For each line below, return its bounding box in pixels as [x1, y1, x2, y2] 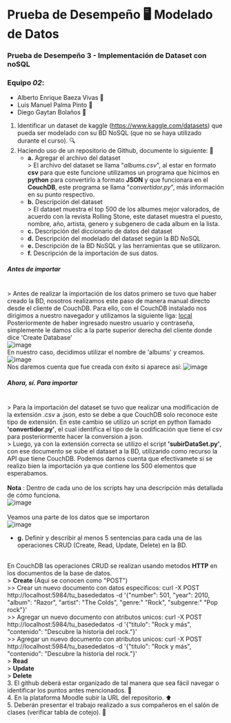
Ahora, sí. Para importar [7, 378, 78, 387]
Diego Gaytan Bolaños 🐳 [17, 108, 87, 116]
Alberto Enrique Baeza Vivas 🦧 [17, 94, 105, 102]
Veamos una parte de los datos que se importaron [7, 513, 150, 522]
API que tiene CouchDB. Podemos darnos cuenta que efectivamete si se [7, 454, 213, 463]
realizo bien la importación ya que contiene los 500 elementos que [7, 462, 197, 470]
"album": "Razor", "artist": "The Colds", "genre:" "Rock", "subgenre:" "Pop [7, 598, 219, 607]
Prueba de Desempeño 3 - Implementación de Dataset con [7, 51, 207, 61]
